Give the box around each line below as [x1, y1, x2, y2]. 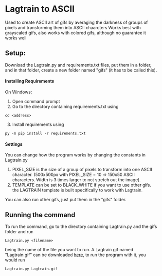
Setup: [5, 49, 26, 57]
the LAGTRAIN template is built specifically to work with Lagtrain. [12, 187, 143, 193]
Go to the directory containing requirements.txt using [12, 103, 119, 109]
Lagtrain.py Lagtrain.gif [5, 266, 57, 271]
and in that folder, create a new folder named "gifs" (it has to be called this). [5, 67, 157, 73]
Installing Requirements [5, 78, 54, 84]
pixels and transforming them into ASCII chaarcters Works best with [5, 24, 141, 30]
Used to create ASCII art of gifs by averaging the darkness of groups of [5, 19, 148, 25]
